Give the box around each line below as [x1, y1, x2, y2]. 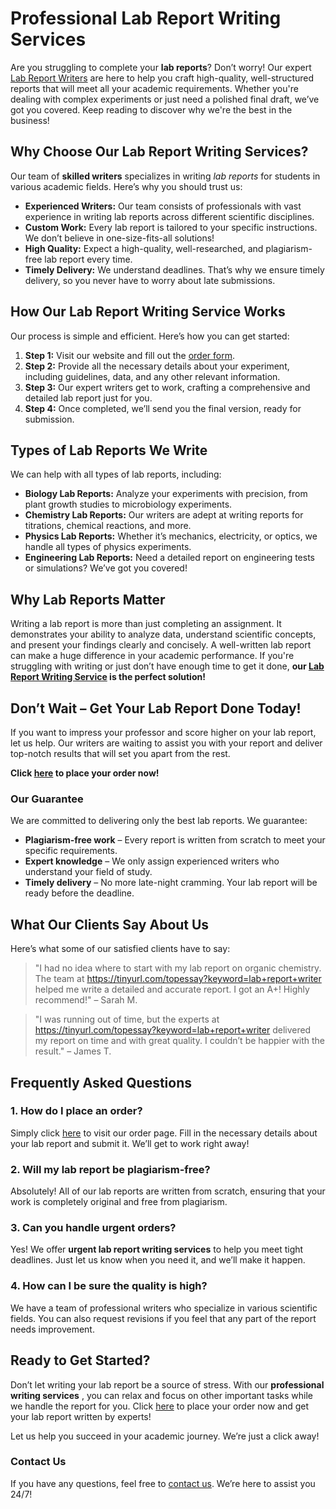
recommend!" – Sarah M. [34, 994, 138, 1006]
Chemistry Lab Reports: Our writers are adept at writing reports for [24, 509, 304, 521]
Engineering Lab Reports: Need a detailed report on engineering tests [24, 552, 315, 564]
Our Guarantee [10, 792, 84, 806]
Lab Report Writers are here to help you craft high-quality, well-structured [10, 72, 315, 84]
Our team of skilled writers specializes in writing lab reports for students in [10, 170, 321, 182]
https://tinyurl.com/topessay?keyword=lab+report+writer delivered [34, 1024, 312, 1036]
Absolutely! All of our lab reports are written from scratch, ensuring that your [10, 1185, 326, 1197]
